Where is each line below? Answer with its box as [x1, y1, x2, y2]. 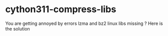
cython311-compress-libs [5, 4, 117, 15]
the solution [5, 25, 31, 31]
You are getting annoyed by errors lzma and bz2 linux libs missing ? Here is [5, 20, 163, 26]
